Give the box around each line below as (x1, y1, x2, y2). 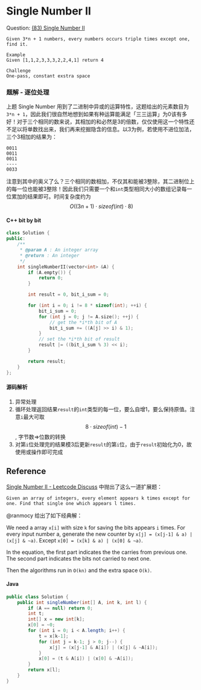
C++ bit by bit (6, 216, 41, 224)
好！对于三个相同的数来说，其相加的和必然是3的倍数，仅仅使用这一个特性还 (6, 118, 195, 125)
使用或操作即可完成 (14, 448, 63, 455)
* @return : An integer (19, 252, 80, 258)
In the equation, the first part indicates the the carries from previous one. (6, 548, 188, 556)
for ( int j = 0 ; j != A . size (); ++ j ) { (38, 313, 139, 320)
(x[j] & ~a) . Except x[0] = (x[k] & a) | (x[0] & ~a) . (6, 536, 143, 544)
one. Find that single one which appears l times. (6, 500, 136, 506)
